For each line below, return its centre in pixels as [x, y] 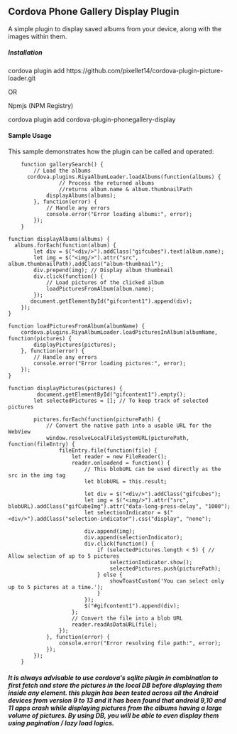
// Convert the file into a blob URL [127, 618]
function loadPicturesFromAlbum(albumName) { [76, 326]
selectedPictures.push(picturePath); [165, 568]
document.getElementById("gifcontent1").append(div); [111, 301]
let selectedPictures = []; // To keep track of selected [121, 401]
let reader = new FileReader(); [119, 457]
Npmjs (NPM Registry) [41, 105]
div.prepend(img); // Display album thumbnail [104, 270]
